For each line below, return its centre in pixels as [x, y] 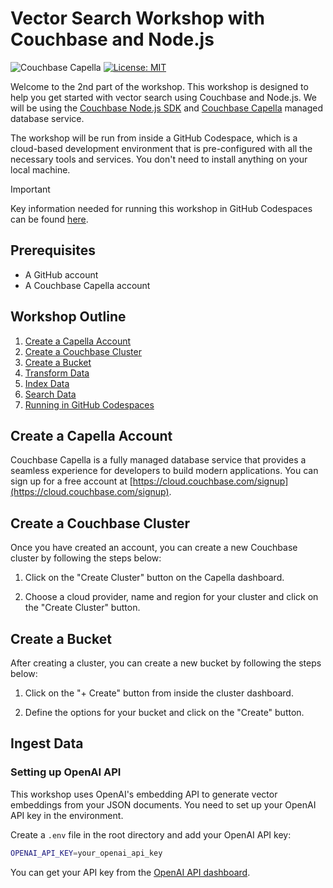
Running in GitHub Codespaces [89, 404]
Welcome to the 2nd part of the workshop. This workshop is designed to [159, 86]
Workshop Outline [68, 317]
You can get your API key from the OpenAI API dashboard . [130, 872]
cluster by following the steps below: [86, 558]
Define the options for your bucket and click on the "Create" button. [164, 712]
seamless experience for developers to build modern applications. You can [164, 471]
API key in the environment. [67, 815]
